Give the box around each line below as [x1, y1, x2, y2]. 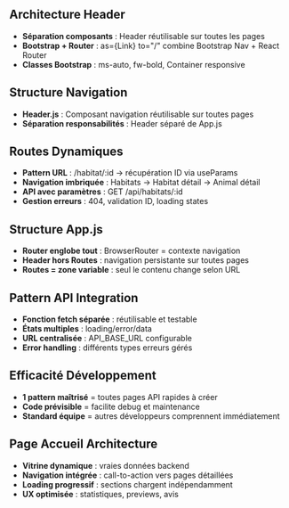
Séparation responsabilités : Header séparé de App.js [21, 118, 222, 128]
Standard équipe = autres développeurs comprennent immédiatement [21, 410, 280, 422]
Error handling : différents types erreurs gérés [21, 342, 193, 353]
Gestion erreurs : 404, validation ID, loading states [21, 196, 209, 207]
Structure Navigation [9, 85, 128, 101]
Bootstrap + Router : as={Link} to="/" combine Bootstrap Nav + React [21, 40, 280, 51]
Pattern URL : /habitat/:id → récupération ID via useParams [21, 168, 238, 178]
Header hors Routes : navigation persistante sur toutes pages [21, 255, 249, 266]
